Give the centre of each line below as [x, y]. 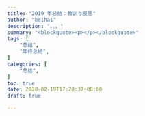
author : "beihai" [32, 20]
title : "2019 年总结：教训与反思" [52, 13]
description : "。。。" [35, 26]
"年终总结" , [34, 52]
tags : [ [18, 39]
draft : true [24, 96]
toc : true [21, 83]
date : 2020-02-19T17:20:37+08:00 [55, 89]
